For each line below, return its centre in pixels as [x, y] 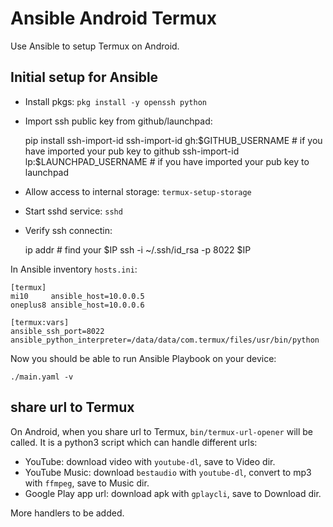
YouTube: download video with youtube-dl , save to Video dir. [150, 461]
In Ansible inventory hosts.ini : [74, 269]
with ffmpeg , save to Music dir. [87, 483]
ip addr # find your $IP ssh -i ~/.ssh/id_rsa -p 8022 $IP [138, 249]
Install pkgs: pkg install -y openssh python [115, 101]
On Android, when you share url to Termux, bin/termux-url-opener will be [161, 431]
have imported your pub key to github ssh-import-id [132, 151]
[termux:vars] [40, 322]
